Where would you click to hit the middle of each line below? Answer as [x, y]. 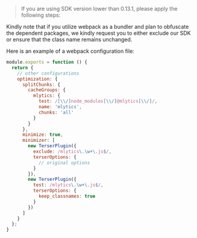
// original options [64, 163]
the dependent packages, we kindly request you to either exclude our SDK [98, 33]
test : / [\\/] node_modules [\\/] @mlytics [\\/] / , [98, 102]
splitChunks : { [41, 84]
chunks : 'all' [56, 112]
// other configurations [48, 73]
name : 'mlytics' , [60, 107]
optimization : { [38, 79]
